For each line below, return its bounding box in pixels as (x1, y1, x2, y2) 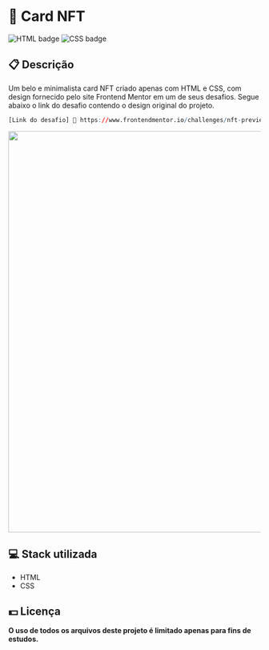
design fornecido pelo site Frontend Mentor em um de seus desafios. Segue (8, 91, 259, 101)
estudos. (8, 634, 38, 644)
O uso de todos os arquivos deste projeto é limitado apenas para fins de (8, 626, 251, 636)
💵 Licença (8, 604, 62, 618)
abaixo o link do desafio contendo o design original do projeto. (8, 100, 215, 110)
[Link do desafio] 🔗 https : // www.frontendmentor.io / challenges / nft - (8, 116, 242, 124)
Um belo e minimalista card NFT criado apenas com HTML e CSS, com (8, 83, 242, 93)
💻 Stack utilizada (8, 547, 98, 561)
